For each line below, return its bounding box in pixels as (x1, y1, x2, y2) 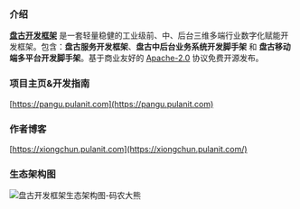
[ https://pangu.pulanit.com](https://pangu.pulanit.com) (9, 98, 214, 109)
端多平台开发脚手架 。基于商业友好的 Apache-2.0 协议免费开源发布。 (9, 52, 264, 64)
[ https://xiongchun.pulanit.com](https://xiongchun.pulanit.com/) (9, 143, 248, 154)
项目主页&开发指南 (9, 77, 90, 90)
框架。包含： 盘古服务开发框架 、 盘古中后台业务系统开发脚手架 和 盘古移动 (16, 41, 291, 52)
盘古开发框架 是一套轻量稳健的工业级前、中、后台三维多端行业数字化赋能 (9, 30, 281, 41)
